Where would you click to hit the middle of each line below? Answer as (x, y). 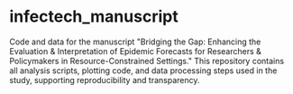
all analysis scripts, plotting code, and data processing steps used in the (143, 70)
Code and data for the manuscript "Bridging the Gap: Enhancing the (135, 42)
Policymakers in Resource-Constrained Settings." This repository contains (147, 61)
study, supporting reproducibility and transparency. (105, 80)
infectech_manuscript (94, 17)
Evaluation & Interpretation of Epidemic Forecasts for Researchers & (135, 51)
